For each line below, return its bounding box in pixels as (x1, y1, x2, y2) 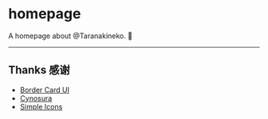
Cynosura (19, 93, 53, 103)
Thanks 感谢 (8, 63, 70, 77)
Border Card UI (19, 85, 70, 94)
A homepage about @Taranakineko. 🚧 (8, 31, 133, 40)
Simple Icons (19, 102, 63, 111)
